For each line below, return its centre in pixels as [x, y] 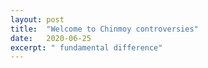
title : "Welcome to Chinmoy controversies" [104, 29]
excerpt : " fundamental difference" [86, 47]
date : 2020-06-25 [51, 38]
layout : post [37, 19]
